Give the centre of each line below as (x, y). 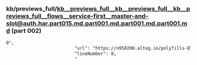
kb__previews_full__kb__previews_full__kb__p (123, 9)
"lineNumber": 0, (95, 54)
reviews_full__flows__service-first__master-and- (77, 16)
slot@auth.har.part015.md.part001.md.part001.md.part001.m (97, 23)
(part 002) (27, 30)
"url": (82, 49)
